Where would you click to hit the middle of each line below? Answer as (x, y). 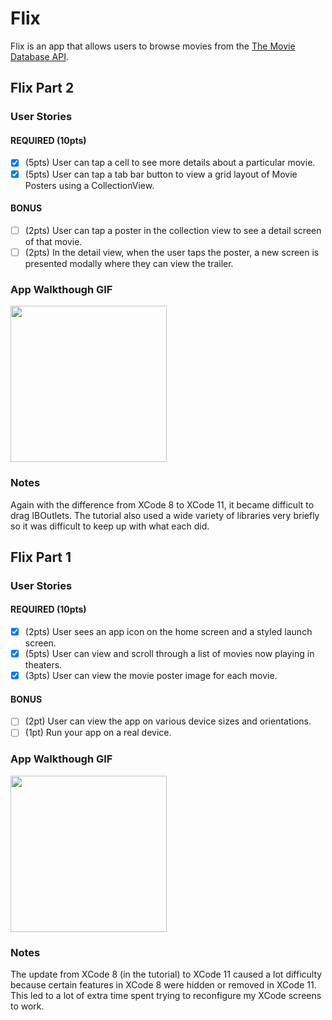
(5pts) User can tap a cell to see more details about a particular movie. (170, 163)
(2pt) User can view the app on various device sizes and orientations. (168, 721)
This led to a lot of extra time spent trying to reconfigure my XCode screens (166, 996)
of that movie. (53, 241)
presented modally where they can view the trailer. (129, 263)
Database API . (39, 56)
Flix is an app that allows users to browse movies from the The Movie (153, 46)
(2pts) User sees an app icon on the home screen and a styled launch (168, 632)
